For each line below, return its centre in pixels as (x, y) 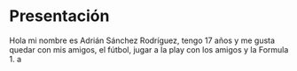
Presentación (59, 16)
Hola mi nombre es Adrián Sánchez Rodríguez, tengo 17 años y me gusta (142, 40)
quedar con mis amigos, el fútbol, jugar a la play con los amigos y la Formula (149, 49)
